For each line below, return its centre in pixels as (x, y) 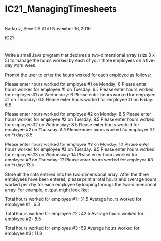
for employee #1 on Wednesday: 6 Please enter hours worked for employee (80, 94)
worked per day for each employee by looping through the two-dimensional (80, 184)
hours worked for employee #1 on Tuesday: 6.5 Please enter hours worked (79, 89)
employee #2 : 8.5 (23, 219)
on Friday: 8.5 (19, 135)
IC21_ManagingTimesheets (61, 9)
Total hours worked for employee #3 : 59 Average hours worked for (72, 228)
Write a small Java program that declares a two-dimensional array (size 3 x (80, 55)
